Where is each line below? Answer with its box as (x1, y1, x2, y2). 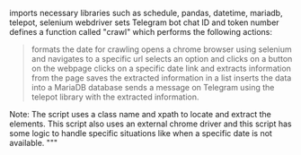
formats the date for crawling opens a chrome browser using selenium (31, 44, 292, 55)
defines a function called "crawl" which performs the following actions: (9, 27, 272, 37)
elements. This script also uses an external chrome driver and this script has (9, 118, 292, 129)
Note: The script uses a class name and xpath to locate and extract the (9, 109, 272, 119)
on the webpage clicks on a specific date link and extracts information (31, 63, 292, 73)
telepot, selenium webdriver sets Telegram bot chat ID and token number (9, 17, 280, 28)
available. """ (9, 138, 58, 148)
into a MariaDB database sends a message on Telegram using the (31, 82, 275, 92)
